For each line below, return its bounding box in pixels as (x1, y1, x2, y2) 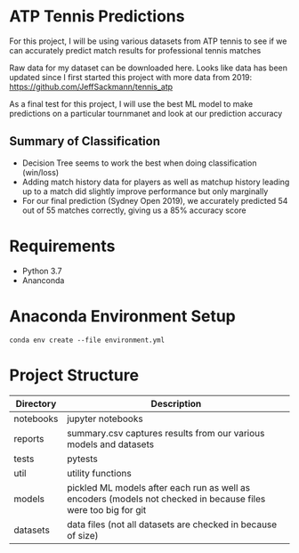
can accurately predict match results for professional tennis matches (9, 45, 262, 55)
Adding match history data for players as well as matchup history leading (21, 176, 290, 187)
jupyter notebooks (66, 412, 144, 425)
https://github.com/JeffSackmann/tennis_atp (9, 81, 174, 92)
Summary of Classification (9, 134, 160, 149)
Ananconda (21, 274, 65, 286)
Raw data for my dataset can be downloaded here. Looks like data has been (9, 62, 287, 73)
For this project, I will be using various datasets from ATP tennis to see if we (9, 36, 287, 46)
